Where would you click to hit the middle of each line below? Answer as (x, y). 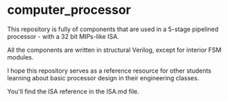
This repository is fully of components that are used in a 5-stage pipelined (113, 29)
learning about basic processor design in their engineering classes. (103, 77)
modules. (20, 57)
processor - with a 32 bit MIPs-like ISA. (63, 36)
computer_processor (69, 10)
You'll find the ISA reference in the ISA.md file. (73, 91)
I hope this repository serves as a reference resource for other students (109, 71)
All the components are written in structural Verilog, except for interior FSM (114, 50)
